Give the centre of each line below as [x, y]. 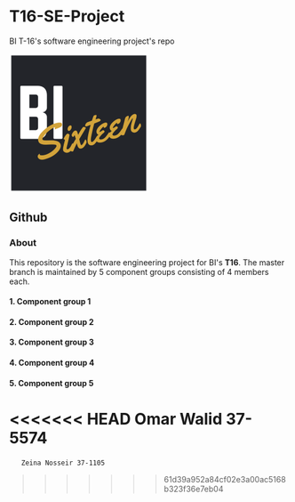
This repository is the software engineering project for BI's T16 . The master [147, 262]
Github [28, 218]
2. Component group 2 [52, 321]
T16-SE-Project [67, 16]
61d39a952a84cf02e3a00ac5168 [225, 479]
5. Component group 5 [52, 383]
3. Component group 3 [52, 342]
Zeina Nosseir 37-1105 [63, 463]
